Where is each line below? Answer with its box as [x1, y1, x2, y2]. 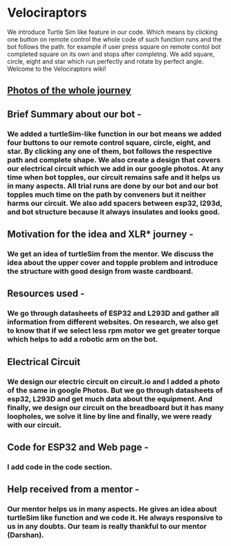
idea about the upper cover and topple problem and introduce [7, 258, 218, 267]
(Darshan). [7, 530, 44, 540]
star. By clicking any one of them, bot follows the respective [7, 146, 212, 156]
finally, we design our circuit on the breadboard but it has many [7, 403, 224, 412]
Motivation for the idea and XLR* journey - [7, 229, 194, 240]
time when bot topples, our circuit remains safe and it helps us [7, 172, 221, 182]
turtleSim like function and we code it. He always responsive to [7, 513, 223, 522]
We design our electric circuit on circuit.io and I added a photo [7, 376, 220, 386]
